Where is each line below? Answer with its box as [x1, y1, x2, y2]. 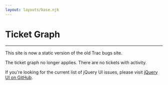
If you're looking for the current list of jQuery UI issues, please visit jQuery [5, 69, 158, 75]
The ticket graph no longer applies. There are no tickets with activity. [5, 59, 147, 65]
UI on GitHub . [5, 74, 33, 80]
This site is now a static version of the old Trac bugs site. [5, 50, 122, 56]
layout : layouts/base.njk [5, 7, 59, 12]
